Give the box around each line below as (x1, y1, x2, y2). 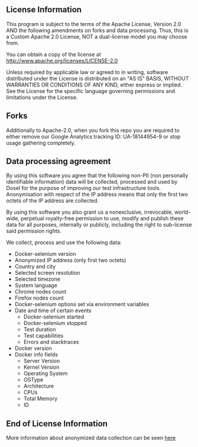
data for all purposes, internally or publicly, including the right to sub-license (6, 221, 192, 229)
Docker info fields (14, 351, 58, 358)
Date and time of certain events (14, 307, 92, 314)
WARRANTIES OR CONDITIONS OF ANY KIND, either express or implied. (6, 81, 182, 88)
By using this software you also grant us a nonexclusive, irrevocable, (6, 208, 173, 216)
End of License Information (6, 419, 108, 429)
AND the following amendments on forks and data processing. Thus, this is (6, 27, 189, 34)
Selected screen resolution (14, 269, 80, 276)
